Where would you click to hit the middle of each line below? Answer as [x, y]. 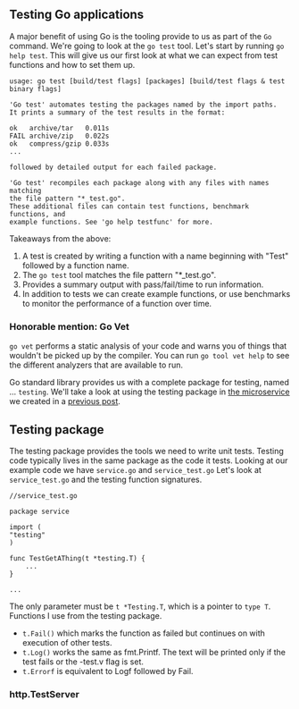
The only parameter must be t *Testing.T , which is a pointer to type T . [140, 606]
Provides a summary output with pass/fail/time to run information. [143, 284]
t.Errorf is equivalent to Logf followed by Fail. [108, 671]
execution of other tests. [67, 642]
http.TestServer [45, 694]
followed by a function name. [75, 265]
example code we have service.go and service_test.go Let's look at [135, 469]
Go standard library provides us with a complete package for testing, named [149, 383]
